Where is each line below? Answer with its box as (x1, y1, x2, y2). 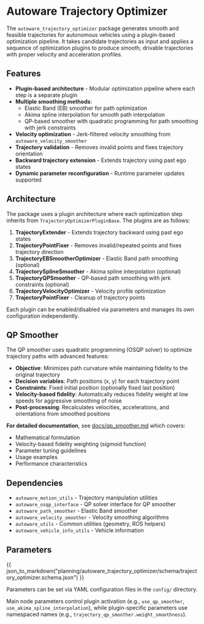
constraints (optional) (15, 280, 69, 288)
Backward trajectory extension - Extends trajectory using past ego (15, 156, 187, 164)
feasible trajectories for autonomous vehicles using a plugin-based (6, 31, 176, 38)
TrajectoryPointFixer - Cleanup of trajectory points (15, 293, 145, 301)
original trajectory (15, 371, 60, 379)
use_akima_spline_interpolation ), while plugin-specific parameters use (6, 604, 188, 611)
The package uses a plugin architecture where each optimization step (6, 210, 183, 217)
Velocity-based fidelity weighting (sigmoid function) (15, 441, 146, 448)
